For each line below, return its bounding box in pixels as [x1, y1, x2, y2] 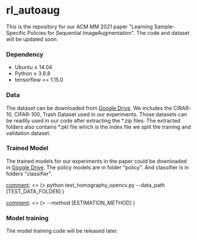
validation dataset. [6, 129, 51, 136]
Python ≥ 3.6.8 [14, 70, 51, 77]
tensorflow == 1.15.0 [14, 76, 64, 83]
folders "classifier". [6, 170, 53, 177]
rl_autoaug [6, 4, 60, 17]
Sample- [153, 23, 175, 30]
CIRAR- [173, 104, 192, 111]
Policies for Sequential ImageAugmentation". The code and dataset [27, 29, 190, 36]
